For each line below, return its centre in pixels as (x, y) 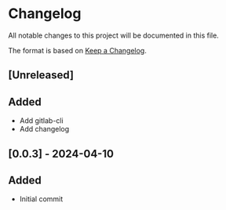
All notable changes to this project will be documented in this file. (114, 35)
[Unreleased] (41, 75)
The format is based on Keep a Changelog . (77, 50)
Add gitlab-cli (42, 121)
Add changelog (44, 129)
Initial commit (41, 199)
